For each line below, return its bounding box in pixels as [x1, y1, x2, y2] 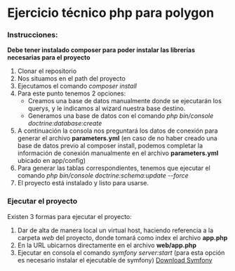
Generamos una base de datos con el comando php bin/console [27, 112, 214, 120]
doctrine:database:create [27, 119, 102, 128]
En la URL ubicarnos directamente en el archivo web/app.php [17, 241, 197, 249]
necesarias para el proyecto [7, 53, 90, 62]
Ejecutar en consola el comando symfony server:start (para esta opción [17, 248, 225, 257]
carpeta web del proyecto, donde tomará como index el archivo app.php [17, 233, 228, 242]
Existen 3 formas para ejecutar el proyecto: [7, 212, 132, 220]
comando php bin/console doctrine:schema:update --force [17, 171, 189, 180]
